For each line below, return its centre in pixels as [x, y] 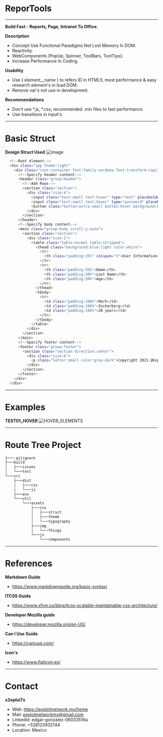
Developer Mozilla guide [30, 615]
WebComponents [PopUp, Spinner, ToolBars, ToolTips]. [68, 56]
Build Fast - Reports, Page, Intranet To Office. [52, 26]
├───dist [23, 481]
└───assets [33, 503]
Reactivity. [23, 50]
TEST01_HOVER [21, 421]
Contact [22, 687]
